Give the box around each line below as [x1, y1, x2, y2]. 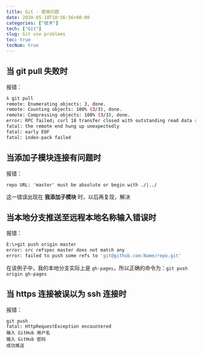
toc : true [6, 37, 31, 43]
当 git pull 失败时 [6, 66, 68, 76]
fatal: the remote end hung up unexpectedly [6, 123, 120, 129]
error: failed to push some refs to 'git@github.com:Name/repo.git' [6, 253, 182, 259]
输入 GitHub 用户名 [6, 329, 50, 336]
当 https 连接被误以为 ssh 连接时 [6, 289, 127, 299]
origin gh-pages [6, 271, 47, 277]
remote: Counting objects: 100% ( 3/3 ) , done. [6, 107, 122, 113]
